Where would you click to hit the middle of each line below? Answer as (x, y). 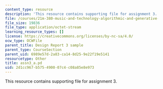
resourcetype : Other (26, 59)
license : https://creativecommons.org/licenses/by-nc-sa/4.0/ (69, 37)
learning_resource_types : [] (34, 32)
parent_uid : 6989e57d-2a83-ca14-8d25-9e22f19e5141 (57, 54)
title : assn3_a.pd (24, 63)
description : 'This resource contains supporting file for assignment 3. (81, 14)
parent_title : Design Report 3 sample (44, 45)
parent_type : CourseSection (33, 50)
